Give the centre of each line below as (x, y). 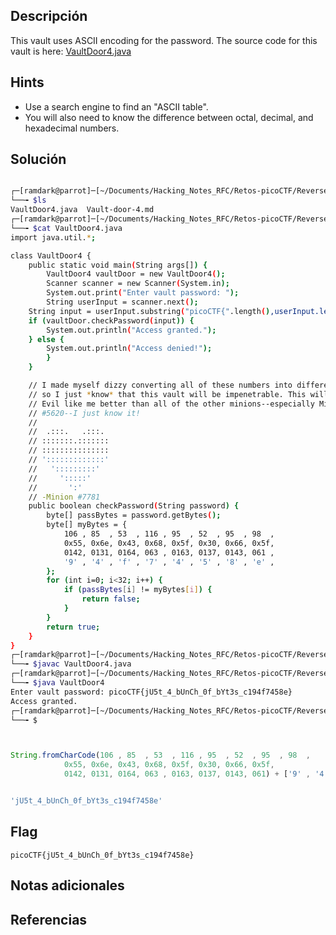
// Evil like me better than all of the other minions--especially (171, 404)
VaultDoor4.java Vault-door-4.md (82, 210)
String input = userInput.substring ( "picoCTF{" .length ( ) (149, 311)
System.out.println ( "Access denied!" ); (129, 349)
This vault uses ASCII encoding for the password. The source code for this (164, 40)
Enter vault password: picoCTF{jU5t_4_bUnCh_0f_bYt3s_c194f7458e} (151, 692)
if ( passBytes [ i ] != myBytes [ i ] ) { (138, 590)
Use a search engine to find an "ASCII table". (116, 106)
